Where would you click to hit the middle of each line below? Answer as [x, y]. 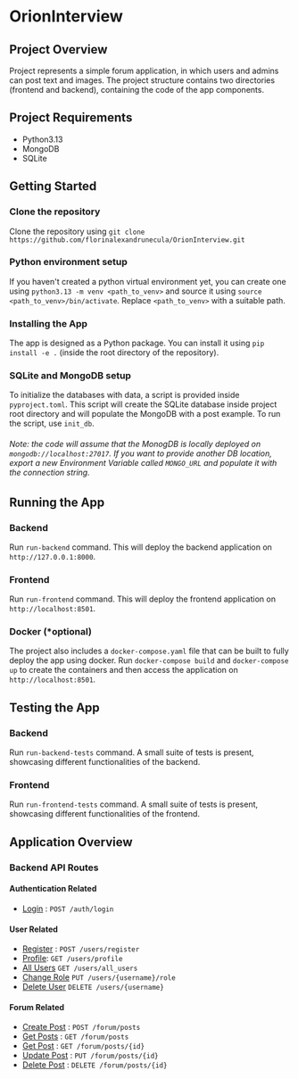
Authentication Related [53, 889]
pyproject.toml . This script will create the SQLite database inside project [143, 404]
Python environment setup [68, 262]
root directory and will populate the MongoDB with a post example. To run [145, 414]
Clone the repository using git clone [77, 231]
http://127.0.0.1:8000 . [53, 556]
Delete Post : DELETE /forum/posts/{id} [95, 1065]
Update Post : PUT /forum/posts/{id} [90, 1056]
